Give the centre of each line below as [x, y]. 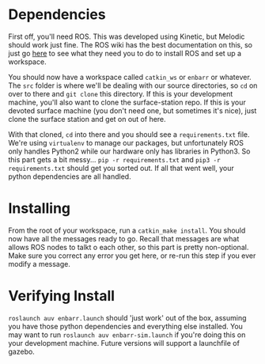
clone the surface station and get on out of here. [87, 119]
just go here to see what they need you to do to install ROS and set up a [125, 53]
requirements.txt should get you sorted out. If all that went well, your [121, 168]
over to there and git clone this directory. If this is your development [121, 93]
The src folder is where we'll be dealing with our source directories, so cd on [133, 85]
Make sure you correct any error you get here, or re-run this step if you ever [132, 256]
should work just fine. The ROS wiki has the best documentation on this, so [131, 44]
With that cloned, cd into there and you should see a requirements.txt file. [129, 134]
